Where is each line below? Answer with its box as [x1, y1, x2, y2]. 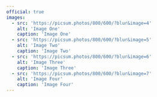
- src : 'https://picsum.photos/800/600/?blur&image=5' [11, 37, 152, 43]
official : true [6, 8, 45, 15]
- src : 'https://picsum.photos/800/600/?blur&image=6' [11, 54, 152, 60]
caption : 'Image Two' [17, 48, 71, 54]
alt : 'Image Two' [17, 43, 61, 49]
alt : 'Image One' [17, 25, 61, 32]
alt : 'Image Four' [17, 76, 63, 82]
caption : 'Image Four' [17, 82, 74, 88]
